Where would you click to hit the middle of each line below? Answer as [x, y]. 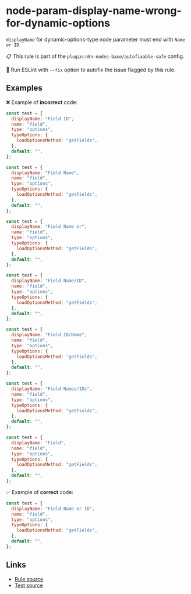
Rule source [29, 579]
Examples [24, 88]
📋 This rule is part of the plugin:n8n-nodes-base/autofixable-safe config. [95, 56]
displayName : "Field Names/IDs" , [52, 389]
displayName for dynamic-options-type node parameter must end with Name [95, 39]
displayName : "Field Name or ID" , [53, 509]
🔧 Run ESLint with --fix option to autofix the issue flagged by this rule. [91, 70]
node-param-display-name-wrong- [94, 11]
